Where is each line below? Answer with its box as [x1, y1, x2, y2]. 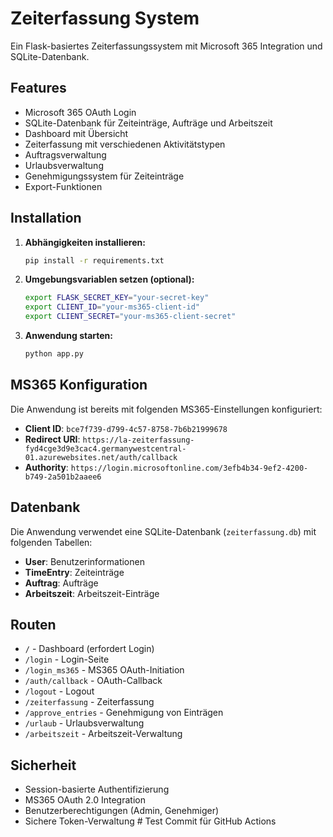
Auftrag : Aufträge [24, 577, 99, 589]
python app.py [24, 349, 84, 359]
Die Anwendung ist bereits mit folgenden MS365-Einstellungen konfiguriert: [10, 403, 323, 415]
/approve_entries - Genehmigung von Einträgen [24, 707, 224, 719]
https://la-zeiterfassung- [82, 435, 195, 445]
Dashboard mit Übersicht [24, 127, 129, 139]
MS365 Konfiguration [10, 377, 148, 394]
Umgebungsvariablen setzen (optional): [24, 273, 195, 286]
